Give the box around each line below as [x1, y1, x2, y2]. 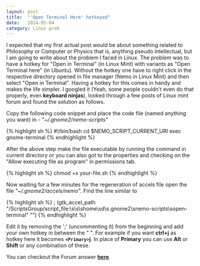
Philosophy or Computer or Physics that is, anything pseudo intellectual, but [6, 48, 192, 55]
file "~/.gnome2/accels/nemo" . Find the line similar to [6, 188, 137, 195]
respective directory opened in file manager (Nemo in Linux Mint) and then [6, 73, 189, 80]
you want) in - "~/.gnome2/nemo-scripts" [6, 116, 108, 123]
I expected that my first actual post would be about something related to [6, 42, 183, 49]
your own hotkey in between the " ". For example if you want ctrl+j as [6, 229, 177, 236]
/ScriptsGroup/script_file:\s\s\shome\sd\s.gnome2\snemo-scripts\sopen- [8, 205, 187, 213]
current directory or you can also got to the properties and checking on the [6, 152, 190, 159]
